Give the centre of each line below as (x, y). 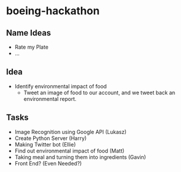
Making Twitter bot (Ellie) (45, 144)
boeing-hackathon (53, 11)
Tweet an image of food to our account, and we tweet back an (99, 93)
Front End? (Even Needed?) (48, 163)
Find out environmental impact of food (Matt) (70, 151)
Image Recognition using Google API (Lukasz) (71, 132)
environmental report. (50, 98)
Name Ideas (29, 33)
